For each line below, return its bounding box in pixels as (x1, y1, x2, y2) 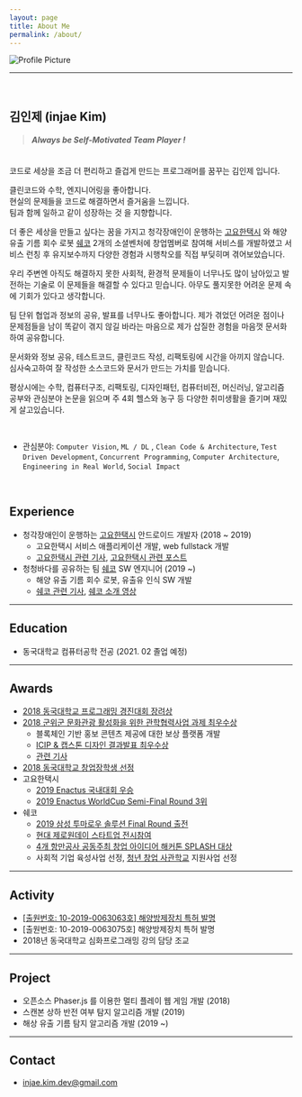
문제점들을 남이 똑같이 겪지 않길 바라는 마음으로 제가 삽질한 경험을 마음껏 (9, 321, 263, 332)
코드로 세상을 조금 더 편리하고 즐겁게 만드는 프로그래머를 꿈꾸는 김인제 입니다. (9, 165, 280, 176)
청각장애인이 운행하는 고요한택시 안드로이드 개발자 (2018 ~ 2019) (22, 529, 252, 540)
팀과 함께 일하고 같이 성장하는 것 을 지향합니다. (9, 206, 173, 217)
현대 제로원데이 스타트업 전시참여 (35, 830, 152, 841)
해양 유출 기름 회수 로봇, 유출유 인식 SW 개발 (35, 574, 192, 585)
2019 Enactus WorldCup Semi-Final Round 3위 (35, 796, 209, 807)
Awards (9, 681, 54, 696)
